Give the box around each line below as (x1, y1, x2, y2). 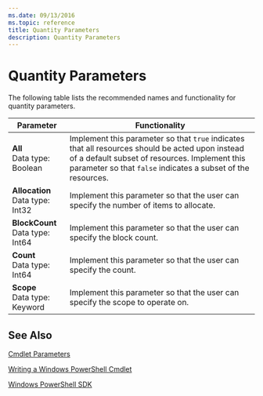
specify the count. (69, 264, 136, 275)
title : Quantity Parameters (8, 26, 100, 34)
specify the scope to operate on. (69, 297, 189, 308)
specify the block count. (69, 232, 159, 243)
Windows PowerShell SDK (8, 380, 92, 389)
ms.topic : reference (8, 19, 76, 27)
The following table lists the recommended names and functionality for (8, 93, 236, 103)
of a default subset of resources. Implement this (69, 153, 246, 164)
